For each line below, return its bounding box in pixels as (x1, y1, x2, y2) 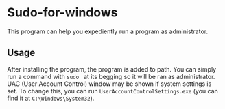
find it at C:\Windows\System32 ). (7, 94, 95, 102)
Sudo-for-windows (7, 5, 118, 20)
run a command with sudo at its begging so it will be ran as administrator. (7, 72, 215, 80)
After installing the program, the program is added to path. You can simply (7, 65, 217, 73)
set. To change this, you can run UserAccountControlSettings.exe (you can (7, 87, 218, 95)
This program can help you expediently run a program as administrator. (7, 27, 208, 35)
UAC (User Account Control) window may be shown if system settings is (7, 80, 212, 88)
